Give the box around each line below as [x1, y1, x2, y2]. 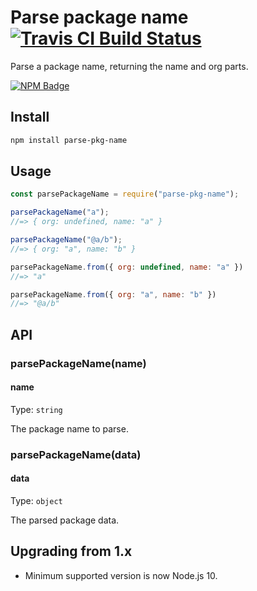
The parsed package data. [10, 514, 120, 526]
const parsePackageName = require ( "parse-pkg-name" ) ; [10, 189, 240, 200]
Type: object [10, 494, 63, 506]
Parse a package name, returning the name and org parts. [10, 60, 249, 72]
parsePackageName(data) [10, 447, 142, 461]
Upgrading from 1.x [10, 543, 133, 560]
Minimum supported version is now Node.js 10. [24, 569, 218, 581]
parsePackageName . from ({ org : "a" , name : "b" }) [10, 289, 217, 300]
